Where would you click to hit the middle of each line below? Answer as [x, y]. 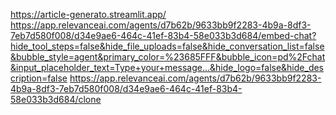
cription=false [39, 78]
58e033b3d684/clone [56, 99]
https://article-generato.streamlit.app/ [88, 14]
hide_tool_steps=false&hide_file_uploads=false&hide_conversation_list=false [167, 46]
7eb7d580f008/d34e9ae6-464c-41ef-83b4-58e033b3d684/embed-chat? [163, 35]
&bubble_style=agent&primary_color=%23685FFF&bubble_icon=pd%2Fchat [168, 57]
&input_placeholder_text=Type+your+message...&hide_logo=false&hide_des [167, 67]
